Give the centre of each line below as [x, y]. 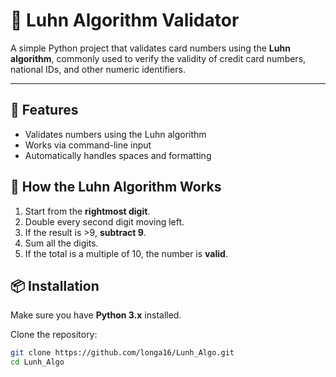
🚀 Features [44, 110]
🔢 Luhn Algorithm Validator [125, 20]
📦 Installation [55, 285]
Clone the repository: [54, 335]
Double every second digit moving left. [104, 221]
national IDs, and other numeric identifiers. [98, 69]
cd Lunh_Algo [37, 362]
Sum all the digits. [61, 243]
